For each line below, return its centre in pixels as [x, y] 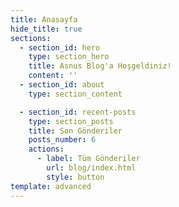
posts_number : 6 [62, 140]
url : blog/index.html [91, 168]
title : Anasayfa [44, 19]
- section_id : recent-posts [78, 112]
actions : [46, 149]
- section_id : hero [60, 47]
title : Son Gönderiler [75, 131]
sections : [31, 38]
